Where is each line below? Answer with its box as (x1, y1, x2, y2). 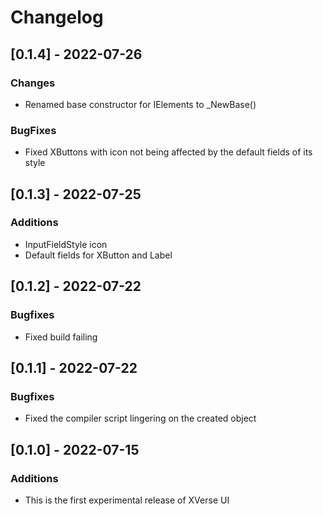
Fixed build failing (24, 331, 98, 343)
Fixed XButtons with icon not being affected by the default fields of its (24, 146, 313, 158)
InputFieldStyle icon (24, 238, 108, 250)
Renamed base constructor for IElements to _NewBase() (24, 98, 257, 110)
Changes (10, 76, 56, 90)
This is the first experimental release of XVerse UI (24, 494, 230, 506)
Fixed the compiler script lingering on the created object (24, 412, 257, 425)
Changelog (10, 6, 104, 29)
